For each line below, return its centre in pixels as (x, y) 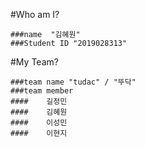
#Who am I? (35, 14)
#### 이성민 (39, 123)
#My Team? (34, 62)
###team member (42, 91)
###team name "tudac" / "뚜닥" (73, 82)
